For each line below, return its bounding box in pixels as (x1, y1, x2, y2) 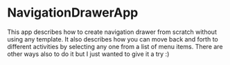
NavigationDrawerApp (7, 5, 139, 21)
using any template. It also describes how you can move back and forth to (7, 35, 218, 43)
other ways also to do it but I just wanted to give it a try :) (7, 50, 170, 58)
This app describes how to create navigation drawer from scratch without (7, 28, 217, 36)
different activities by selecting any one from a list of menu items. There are (7, 42, 223, 50)
